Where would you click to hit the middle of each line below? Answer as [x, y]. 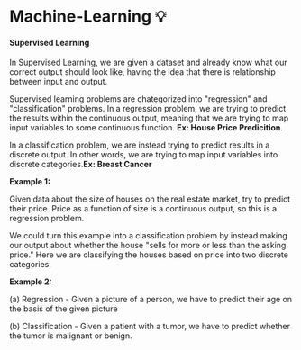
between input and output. [59, 82]
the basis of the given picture [64, 309]
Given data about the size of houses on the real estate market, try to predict [150, 199]
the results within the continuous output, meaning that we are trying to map [149, 118]
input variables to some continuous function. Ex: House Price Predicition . [146, 128]
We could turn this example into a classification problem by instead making [149, 236]
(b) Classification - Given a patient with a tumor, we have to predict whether [150, 327]
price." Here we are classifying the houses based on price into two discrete [149, 255]
